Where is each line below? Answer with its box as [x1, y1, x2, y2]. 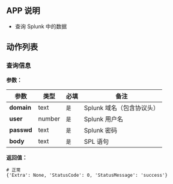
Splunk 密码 [83, 126, 117, 134]
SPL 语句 [83, 137, 109, 146]
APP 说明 [6, 5, 40, 16]
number [38, 114, 60, 123]
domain [9, 103, 32, 111]
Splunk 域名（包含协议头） [83, 104, 159, 112]
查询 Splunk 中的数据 [14, 23, 67, 30]
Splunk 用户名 [83, 114, 123, 123]
